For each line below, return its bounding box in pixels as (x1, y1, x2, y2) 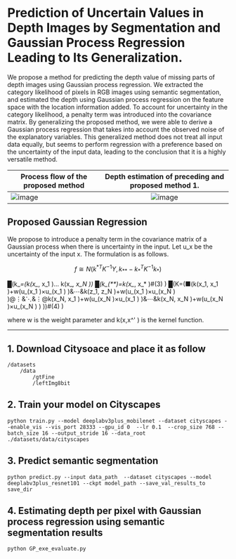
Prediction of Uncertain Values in (7, 5, 204, 21)
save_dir (7, 486, 33, 493)
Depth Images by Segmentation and (7, 20, 221, 36)
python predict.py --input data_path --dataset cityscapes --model (7, 473, 212, 480)
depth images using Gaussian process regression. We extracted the (7, 80, 204, 88)
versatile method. (7, 154, 58, 163)
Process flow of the (20, 171, 88, 181)
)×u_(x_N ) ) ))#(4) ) (7, 302, 65, 310)
